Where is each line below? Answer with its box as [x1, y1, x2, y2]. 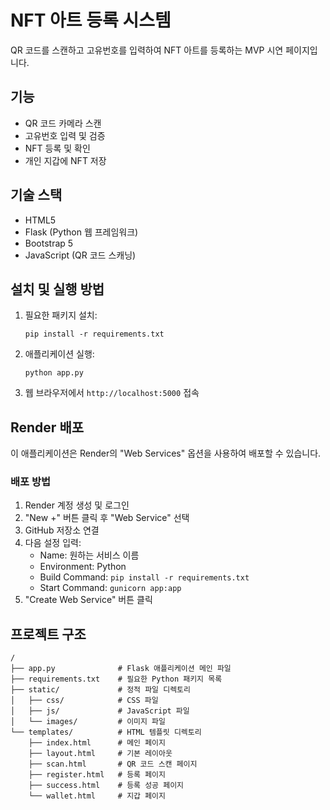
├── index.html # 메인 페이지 [28, 738, 166, 748]
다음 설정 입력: [24, 537, 82, 549]
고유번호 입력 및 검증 [24, 129, 106, 141]
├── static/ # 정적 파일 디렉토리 [10, 685, 191, 695]
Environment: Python [39, 561, 127, 573]
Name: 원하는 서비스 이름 [39, 549, 140, 561]
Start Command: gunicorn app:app [39, 582, 182, 594]
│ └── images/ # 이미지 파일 [10, 717, 166, 727]
